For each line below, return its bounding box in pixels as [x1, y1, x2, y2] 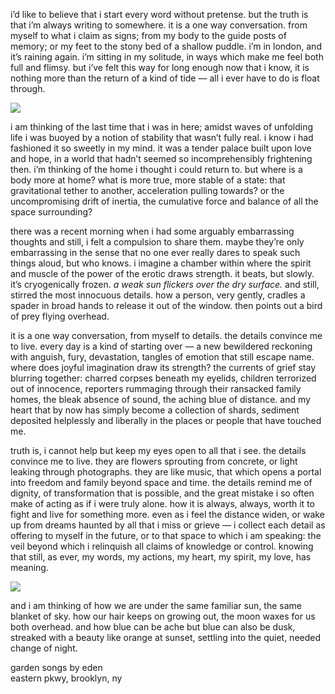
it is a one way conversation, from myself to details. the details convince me [10, 330, 323, 341]
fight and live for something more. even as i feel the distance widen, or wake [10, 509, 325, 520]
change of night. [10, 642, 78, 654]
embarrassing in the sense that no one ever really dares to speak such [10, 247, 301, 258]
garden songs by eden [10, 662, 103, 673]
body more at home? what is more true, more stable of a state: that [10, 174, 286, 186]
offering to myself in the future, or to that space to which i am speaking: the [10, 530, 322, 541]
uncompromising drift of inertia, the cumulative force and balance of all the [10, 195, 319, 207]
